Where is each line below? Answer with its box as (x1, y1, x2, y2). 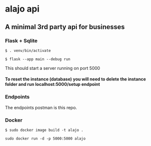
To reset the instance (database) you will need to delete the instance (5, 76, 146, 82)
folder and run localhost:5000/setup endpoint (5, 81, 101, 87)
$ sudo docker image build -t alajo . (5, 128, 84, 133)
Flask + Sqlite (5, 37, 38, 44)
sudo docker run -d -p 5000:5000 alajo (5, 136, 86, 141)
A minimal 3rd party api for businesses (5, 23, 125, 31)
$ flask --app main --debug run (5, 57, 70, 62)
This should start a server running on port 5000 (5, 65, 101, 71)
